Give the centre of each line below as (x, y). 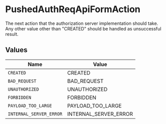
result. (12, 34)
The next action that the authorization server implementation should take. (82, 23)
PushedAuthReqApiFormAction (73, 9)
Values (16, 50)
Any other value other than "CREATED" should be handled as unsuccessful (83, 28)
